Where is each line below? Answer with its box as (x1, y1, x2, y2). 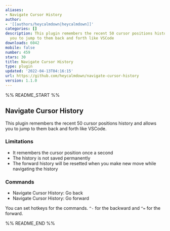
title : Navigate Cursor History (5, 59, 73, 64)
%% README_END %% (5, 220, 56, 226)
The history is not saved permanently (12, 155, 91, 161)
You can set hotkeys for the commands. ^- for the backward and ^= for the (5, 205, 161, 211)
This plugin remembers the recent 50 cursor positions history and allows (5, 120, 157, 126)
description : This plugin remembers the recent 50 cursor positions (5, 31, 153, 36)
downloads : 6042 (5, 41, 39, 46)
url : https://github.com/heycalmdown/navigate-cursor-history (5, 73, 139, 79)
